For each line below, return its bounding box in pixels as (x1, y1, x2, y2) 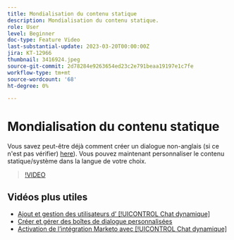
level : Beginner (7, 30, 55, 37)
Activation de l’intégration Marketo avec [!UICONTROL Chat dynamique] (17, 225, 228, 233)
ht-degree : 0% (7, 82, 49, 89)
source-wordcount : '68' (7, 75, 78, 83)
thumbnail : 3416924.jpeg (7, 56, 80, 63)
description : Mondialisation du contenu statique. (7, 17, 159, 24)
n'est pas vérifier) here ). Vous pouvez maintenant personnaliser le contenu (7, 149, 225, 158)
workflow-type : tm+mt (7, 69, 71, 76)
